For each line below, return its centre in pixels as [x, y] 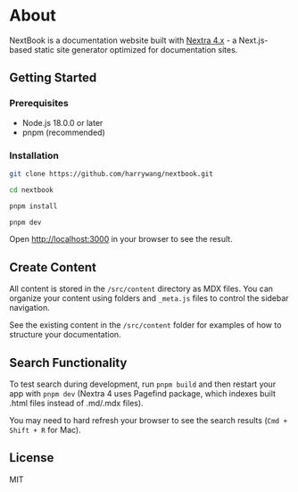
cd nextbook [31, 190]
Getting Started [53, 78]
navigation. [30, 308]
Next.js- [253, 40]
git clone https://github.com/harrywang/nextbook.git [112, 174]
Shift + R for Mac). [46, 430]
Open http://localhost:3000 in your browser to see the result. [121, 239]
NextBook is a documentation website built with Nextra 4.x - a [123, 40]
